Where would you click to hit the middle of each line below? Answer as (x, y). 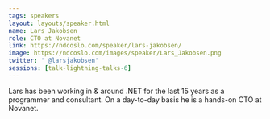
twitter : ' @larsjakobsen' (54, 61)
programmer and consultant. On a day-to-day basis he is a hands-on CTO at (135, 99)
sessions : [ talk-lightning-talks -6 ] (70, 68)
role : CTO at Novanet (45, 38)
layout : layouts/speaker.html (59, 23)
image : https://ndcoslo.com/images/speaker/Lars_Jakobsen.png (115, 53)
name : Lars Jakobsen (43, 31)
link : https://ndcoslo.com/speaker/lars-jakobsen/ (95, 46)
